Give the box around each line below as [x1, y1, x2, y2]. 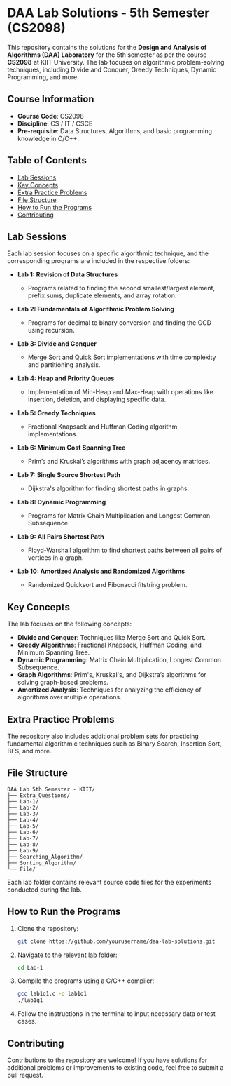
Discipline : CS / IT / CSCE [17, 119, 93, 128]
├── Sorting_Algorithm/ [7, 859, 77, 866]
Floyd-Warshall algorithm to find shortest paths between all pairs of [27, 546, 223, 555]
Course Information [7, 93, 94, 105]
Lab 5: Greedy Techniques [17, 409, 96, 417]
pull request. [7, 1071, 43, 1079]
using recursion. [27, 326, 75, 335]
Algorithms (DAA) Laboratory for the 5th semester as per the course [7, 51, 207, 59]
